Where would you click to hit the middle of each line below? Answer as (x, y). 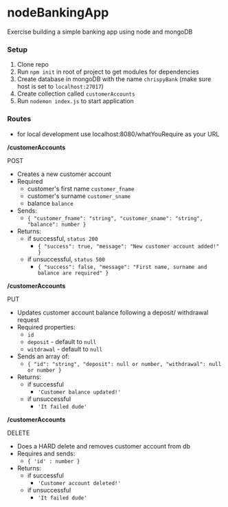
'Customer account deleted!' (79, 483)
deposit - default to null (62, 341)
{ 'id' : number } (54, 461)
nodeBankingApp (58, 13)
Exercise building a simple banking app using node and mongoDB (100, 32)
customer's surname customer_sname (79, 196)
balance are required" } (73, 273)
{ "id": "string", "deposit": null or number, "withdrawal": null (124, 364)
